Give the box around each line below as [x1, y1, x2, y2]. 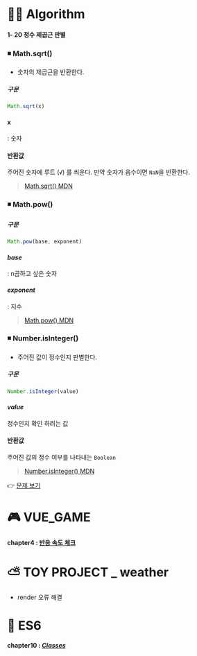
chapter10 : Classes [7, 641, 66, 649]
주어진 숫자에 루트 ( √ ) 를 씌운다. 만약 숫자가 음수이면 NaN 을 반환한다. [7, 168, 191, 176]
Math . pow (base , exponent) [7, 239, 82, 245]
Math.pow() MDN [24, 316, 74, 325]
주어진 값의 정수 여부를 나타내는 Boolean [7, 454, 117, 462]
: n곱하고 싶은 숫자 [7, 270, 58, 278]
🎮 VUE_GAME [7, 510, 91, 526]
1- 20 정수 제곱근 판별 [7, 31, 66, 39]
